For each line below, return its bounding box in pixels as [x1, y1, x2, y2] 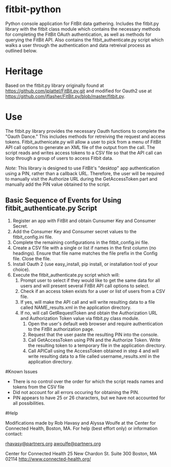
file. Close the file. [12, 255, 51, 261]
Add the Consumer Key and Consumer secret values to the [12, 228, 137, 234]
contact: [5, 430, 23, 437]
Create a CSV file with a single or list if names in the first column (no [12, 244, 157, 251]
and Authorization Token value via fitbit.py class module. [20, 315, 139, 321]
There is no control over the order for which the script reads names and [12, 378, 163, 384]
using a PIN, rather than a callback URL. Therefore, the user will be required [5, 170, 164, 177]
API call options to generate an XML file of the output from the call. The [5, 144, 155, 150]
